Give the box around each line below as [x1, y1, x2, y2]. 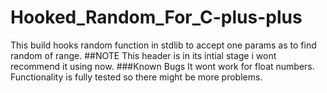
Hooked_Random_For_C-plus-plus [10, 6, 303, 29]
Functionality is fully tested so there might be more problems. [10, 71, 263, 83]
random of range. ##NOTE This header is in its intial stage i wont [10, 49, 277, 61]
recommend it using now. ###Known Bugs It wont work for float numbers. [10, 60, 315, 72]
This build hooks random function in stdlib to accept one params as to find [10, 39, 317, 51]
